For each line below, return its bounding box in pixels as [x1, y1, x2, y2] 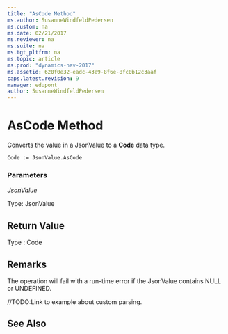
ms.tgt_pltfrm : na [7, 49, 60, 56]
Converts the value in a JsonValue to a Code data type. [7, 141, 165, 150]
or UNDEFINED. [7, 284, 52, 292]
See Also [7, 318, 47, 330]
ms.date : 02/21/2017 [7, 29, 67, 37]
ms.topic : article [7, 56, 60, 63]
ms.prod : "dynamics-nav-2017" [7, 62, 95, 69]
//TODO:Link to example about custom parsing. [7, 297, 142, 306]
